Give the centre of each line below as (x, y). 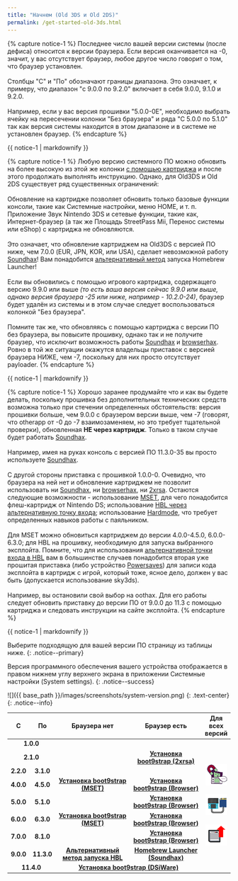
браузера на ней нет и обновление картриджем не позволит (99, 482)
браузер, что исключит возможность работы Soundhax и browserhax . (113, 342)
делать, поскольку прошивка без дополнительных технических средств (117, 399)
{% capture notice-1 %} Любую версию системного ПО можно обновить (117, 161)
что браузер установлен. (45, 66)
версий (216, 733)
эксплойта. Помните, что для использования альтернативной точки (110, 550)
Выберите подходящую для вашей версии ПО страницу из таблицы (110, 645)
